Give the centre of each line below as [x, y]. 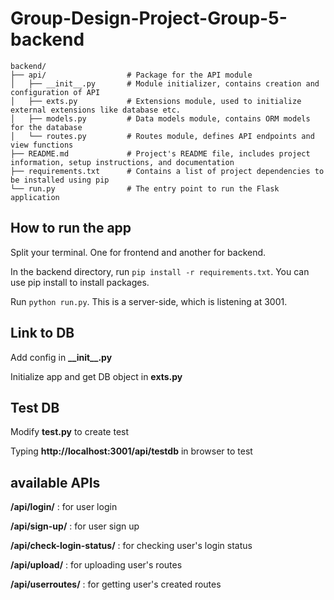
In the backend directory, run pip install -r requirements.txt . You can [160, 271]
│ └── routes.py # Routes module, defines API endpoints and [162, 136]
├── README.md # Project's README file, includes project [160, 153]
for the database [46, 127]
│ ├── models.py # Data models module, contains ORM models [160, 118]
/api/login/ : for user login [64, 507]
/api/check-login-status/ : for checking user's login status [131, 546]
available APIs [55, 482]
